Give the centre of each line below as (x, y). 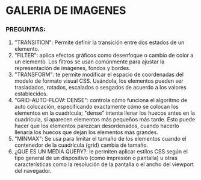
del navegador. (33, 171)
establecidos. (31, 94)
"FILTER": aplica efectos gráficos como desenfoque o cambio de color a (104, 56)
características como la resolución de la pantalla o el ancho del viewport (104, 164)
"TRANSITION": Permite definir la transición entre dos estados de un (99, 42)
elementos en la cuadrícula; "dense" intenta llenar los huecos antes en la (104, 113)
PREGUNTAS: (26, 30)
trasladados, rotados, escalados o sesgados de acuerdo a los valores (100, 88)
